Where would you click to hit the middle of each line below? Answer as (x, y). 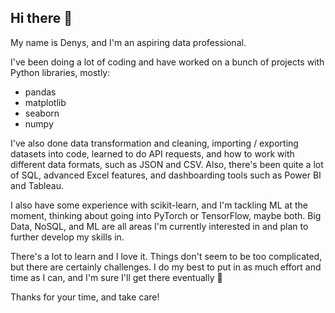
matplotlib (45, 102)
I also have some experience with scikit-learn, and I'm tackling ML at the (159, 205)
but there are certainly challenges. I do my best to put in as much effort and (166, 267)
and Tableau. (37, 185)
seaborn (42, 113)
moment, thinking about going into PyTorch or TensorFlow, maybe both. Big (166, 215)
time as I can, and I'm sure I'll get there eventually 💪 (116, 277)
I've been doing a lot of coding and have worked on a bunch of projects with (167, 62)
